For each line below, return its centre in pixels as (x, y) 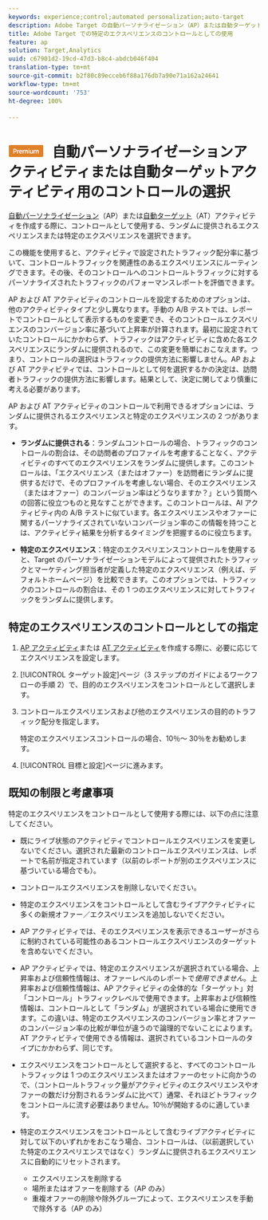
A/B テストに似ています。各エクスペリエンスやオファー (161, 513)
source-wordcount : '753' (49, 92)
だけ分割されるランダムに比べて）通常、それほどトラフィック (156, 1094)
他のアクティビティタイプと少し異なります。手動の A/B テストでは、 (120, 309)
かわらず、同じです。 (82, 1048)
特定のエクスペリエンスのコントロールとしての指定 (133, 627)
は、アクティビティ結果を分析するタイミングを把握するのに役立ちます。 (138, 533)
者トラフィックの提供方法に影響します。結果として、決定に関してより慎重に (133, 380)
